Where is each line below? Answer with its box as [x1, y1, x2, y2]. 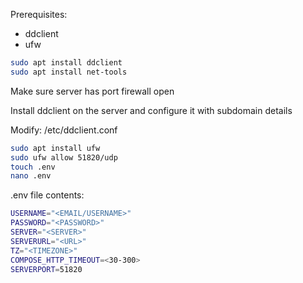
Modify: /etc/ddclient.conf [10, 124, 118, 136]
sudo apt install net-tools [10, 67, 128, 77]
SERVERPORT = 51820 [10, 264, 83, 274]
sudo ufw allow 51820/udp [10, 152, 118, 163]
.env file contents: [10, 189, 85, 201]
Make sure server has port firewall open [10, 85, 175, 97]
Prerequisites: [10, 9, 68, 20]
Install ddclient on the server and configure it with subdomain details [10, 104, 293, 116]
